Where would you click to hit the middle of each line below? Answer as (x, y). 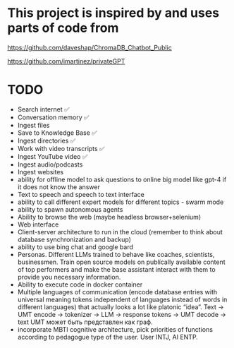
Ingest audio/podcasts (50, 164)
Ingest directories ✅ (47, 140)
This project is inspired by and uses (113, 13)
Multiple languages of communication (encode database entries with (117, 292)
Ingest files (33, 125)
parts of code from (63, 28)
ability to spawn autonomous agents (70, 209)
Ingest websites (41, 172)
